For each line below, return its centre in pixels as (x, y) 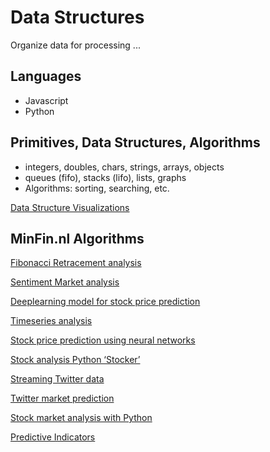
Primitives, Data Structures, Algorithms (135, 142)
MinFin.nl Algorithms (77, 238)
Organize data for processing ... (75, 45)
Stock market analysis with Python (81, 418)
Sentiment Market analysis (65, 282)
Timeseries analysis (51, 321)
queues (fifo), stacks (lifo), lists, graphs (105, 177)
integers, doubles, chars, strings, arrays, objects (124, 167)
